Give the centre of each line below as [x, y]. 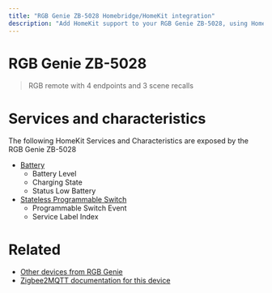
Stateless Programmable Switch [73, 200]
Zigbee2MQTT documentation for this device [95, 281]
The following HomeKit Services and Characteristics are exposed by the [129, 141]
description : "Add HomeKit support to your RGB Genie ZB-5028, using [128, 23]
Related [34, 250]
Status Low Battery [64, 191]
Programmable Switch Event [79, 208]
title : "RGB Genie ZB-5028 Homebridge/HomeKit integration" [112, 16]
